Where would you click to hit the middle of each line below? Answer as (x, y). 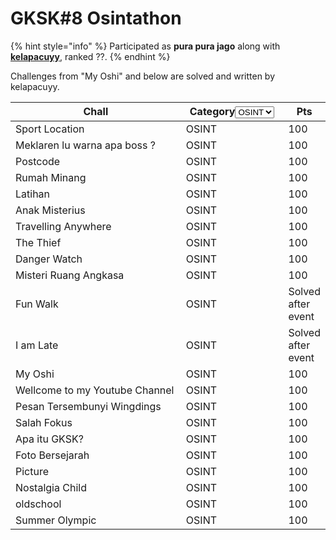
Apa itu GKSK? (49, 439)
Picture (32, 471)
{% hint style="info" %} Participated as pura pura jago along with (145, 46)
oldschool (38, 504)
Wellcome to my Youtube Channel (95, 390)
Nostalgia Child (51, 487)
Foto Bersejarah (52, 455)
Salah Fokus (44, 422)
